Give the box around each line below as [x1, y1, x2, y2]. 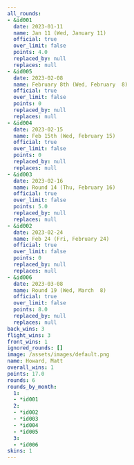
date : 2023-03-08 [13, 280, 64, 287]
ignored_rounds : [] [7, 345, 64, 352]
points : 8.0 [13, 306, 48, 313]
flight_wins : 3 [7, 331, 51, 339]
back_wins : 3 [7, 325, 45, 332]
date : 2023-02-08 [13, 74, 64, 82]
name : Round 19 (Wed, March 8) [13, 286, 107, 294]
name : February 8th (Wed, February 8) [13, 81, 128, 88]
